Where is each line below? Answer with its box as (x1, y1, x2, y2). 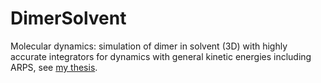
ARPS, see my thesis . (10, 61, 98, 73)
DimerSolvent (10, 7, 127, 30)
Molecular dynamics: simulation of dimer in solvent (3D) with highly (10, 40, 288, 52)
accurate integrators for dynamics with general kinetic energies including (10, 50, 312, 62)
